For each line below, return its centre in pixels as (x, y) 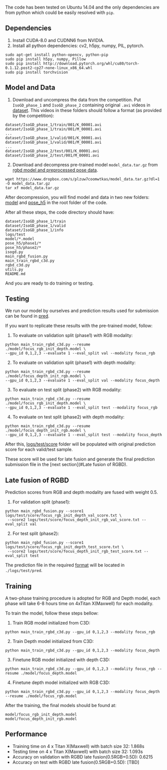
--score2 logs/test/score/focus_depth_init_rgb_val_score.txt (73, 520)
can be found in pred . (27, 316)
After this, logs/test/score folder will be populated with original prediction (80, 444)
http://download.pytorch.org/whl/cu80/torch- (91, 63)
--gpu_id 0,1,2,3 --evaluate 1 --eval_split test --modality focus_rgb (81, 408)
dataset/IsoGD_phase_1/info (34, 230)
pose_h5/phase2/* (23, 247)
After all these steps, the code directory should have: (60, 212)
